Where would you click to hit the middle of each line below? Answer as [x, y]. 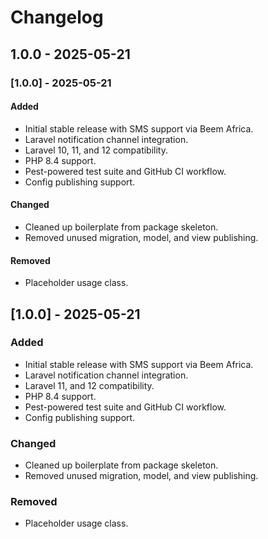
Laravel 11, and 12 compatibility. [89, 385]
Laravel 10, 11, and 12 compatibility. [96, 150]
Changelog [57, 17]
